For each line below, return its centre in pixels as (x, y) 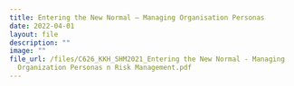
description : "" (40, 43)
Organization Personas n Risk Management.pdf (105, 68)
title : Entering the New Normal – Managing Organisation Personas (137, 17)
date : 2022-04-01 (42, 26)
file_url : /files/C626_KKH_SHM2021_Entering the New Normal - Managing (147, 59)
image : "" (28, 51)
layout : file (34, 34)
